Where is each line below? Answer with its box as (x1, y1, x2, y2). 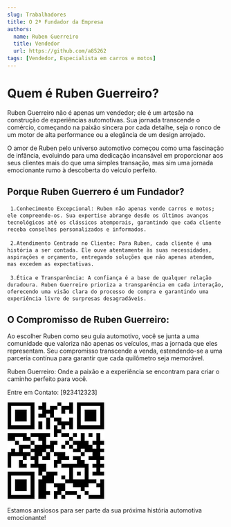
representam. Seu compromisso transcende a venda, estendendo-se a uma (7, 346, 223, 355)
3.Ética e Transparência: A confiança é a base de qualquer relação (10, 274, 212, 281)
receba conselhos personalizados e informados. (7, 225, 147, 233)
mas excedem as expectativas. (7, 260, 95, 268)
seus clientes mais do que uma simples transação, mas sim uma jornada (7, 158, 214, 167)
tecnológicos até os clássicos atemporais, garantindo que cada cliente (7, 219, 221, 226)
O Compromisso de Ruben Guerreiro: (7, 314, 169, 326)
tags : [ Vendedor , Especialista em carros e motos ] (7, 55, 156, 62)
